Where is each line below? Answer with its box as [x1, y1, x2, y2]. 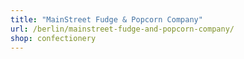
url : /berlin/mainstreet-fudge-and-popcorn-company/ [10, 24, 235, 34]
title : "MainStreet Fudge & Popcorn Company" [10, 14, 203, 25]
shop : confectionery [10, 33, 97, 43]
